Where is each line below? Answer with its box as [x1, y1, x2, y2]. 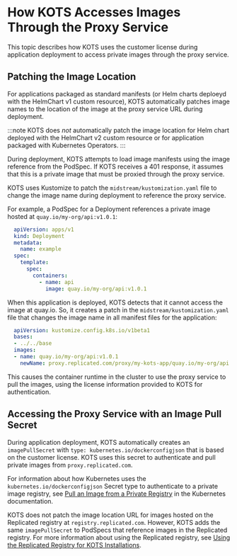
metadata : [13, 239, 42, 246]
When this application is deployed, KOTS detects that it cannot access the [7, 298, 223, 307]
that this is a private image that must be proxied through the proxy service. [7, 169, 225, 178]
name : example [20, 246, 62, 253]
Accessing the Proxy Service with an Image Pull [7, 408, 222, 420]
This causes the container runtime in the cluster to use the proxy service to [7, 373, 226, 381]
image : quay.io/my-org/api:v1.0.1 [45, 285, 147, 293]
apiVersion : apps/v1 [13, 226, 74, 233]
